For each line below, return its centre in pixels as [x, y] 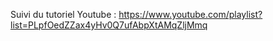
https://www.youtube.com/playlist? [190, 14]
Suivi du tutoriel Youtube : [63, 14]
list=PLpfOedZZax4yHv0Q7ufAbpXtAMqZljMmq [109, 25]
